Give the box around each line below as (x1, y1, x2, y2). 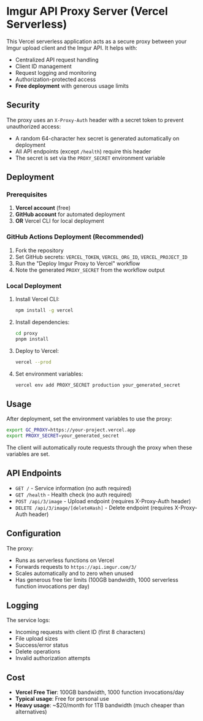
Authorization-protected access (15, 75, 96, 83)
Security (6, 100, 40, 110)
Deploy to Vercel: (15, 347, 59, 354)
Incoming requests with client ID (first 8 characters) (15, 628, 146, 636)
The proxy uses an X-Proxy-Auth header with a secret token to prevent (6, 116, 184, 123)
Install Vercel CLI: (15, 296, 60, 303)
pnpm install (15, 336, 49, 342)
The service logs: (6, 617, 50, 624)
